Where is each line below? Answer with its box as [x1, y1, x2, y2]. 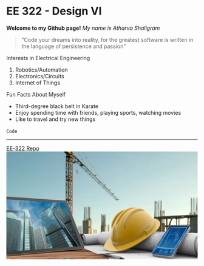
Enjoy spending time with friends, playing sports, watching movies [15, 109, 182, 116]
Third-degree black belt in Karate [15, 102, 99, 110]
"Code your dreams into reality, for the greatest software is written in [21, 36, 194, 43]
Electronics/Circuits [15, 72, 65, 80]
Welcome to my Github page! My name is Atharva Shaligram [6, 24, 160, 32]
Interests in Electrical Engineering [6, 54, 90, 61]
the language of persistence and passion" [21, 43, 126, 50]
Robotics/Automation [15, 66, 68, 73]
